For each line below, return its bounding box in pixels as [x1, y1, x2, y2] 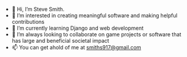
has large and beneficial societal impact [11, 37, 110, 44]
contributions [11, 18, 45, 25]
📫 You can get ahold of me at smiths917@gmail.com [11, 44, 141, 50]
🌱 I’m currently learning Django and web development [11, 24, 144, 31]
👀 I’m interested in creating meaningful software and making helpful [11, 12, 178, 19]
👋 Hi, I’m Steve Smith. [11, 6, 65, 12]
